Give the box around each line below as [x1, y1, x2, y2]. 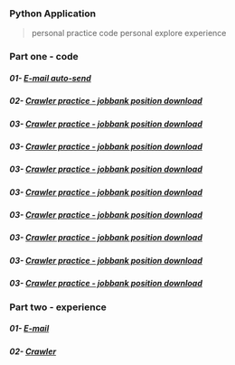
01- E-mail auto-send [9, 72, 92, 83]
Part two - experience [9, 301, 107, 314]
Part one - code [9, 51, 79, 63]
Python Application [9, 7, 97, 20]
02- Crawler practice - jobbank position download [9, 96, 203, 107]
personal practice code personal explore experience [31, 28, 227, 39]
